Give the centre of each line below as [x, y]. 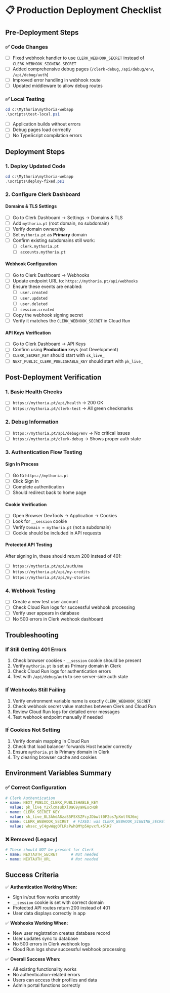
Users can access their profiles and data [55, 980]
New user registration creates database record [61, 933]
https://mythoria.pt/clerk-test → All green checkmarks [73, 408]
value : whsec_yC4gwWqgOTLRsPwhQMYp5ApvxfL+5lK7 [61, 826]
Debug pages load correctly [42, 130]
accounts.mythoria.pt [43, 252]
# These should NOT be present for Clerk [50, 850]
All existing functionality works [45, 969]
